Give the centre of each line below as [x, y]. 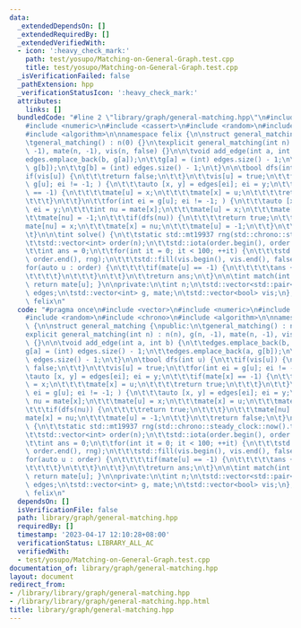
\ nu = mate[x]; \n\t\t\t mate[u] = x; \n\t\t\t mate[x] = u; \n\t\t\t [152, 401]
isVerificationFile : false [68, 510]
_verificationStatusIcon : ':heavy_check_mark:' [108, 92]
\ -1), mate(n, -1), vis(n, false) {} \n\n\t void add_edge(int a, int [158, 151]
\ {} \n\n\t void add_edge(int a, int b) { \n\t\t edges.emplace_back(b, [158, 343]
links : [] [44, 109]
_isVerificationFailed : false [73, 76]
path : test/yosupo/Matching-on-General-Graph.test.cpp [130, 59]
